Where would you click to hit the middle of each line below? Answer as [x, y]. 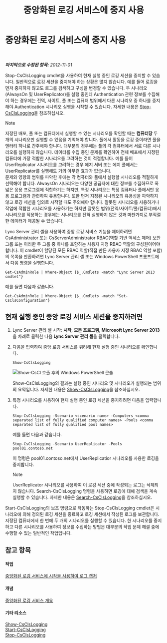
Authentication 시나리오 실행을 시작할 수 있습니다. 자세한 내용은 [76, 107]
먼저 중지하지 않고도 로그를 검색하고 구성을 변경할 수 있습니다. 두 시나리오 [76, 88]
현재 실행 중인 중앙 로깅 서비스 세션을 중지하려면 [74, 317]
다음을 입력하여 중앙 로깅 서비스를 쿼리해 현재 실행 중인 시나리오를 [76, 347]
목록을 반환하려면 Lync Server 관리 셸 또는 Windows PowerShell [74, 256]
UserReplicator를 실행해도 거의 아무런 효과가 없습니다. [58, 171]
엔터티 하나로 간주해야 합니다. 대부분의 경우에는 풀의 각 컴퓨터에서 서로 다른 [78, 146]
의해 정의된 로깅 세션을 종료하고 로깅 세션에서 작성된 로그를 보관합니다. [91, 514]
